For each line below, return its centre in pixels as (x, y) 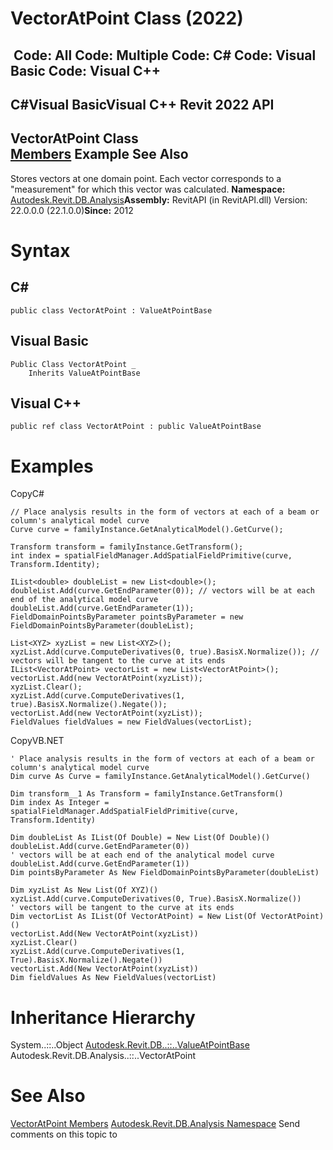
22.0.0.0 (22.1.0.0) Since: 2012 (72, 210)
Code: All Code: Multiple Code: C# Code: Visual (165, 55)
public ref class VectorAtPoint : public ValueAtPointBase (136, 427)
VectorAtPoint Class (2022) (127, 18)
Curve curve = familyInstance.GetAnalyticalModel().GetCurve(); (147, 530)
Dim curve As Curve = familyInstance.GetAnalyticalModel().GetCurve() (160, 777)
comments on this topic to (64, 1134)
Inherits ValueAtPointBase (84, 373)
